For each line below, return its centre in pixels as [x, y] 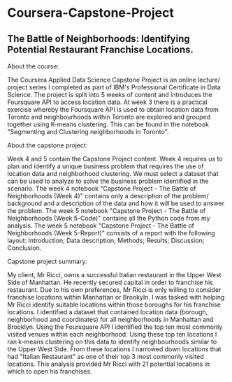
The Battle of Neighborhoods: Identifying [99, 39]
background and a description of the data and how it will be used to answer [116, 203]
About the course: [33, 66]
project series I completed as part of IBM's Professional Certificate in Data [114, 87]
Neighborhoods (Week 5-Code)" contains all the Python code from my [109, 218]
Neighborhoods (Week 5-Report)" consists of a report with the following [111, 233]
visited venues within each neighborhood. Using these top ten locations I [112, 334]
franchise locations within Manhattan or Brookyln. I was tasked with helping [116, 297]
